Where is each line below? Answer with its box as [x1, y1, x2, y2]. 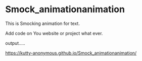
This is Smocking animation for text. [5, 20, 80, 26]
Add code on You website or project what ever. [5, 30, 103, 36]
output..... [5, 40, 25, 46]
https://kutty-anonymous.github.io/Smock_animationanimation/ [5, 50, 137, 56]
